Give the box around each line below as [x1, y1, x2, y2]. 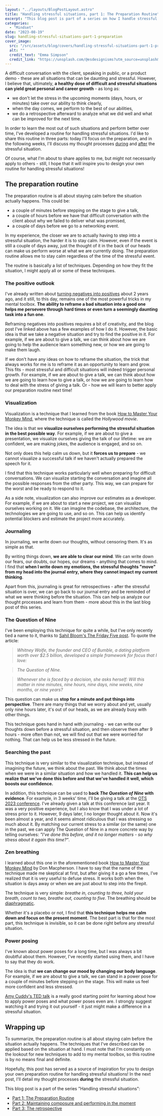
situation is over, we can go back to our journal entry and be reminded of [5, 589, 150, 595]
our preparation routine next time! [5, 388, 72, 393]
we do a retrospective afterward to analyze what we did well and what [12, 111, 152, 117]
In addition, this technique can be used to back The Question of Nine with [5, 790, 154, 796]
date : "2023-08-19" [5, 30, 45, 35]
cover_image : [5, 39, 32, 44]
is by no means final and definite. [5, 1056, 71, 1062]
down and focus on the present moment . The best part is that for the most [5, 915, 155, 921]
